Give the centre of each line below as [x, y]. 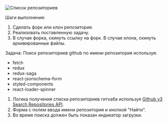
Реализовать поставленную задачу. [51, 32]
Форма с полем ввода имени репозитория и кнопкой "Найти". [79, 110]
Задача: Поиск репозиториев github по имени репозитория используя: [81, 53]
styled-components [33, 84]
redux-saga [24, 73]
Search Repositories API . [38, 104]
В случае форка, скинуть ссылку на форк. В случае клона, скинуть [84, 38]
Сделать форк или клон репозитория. [53, 27]
